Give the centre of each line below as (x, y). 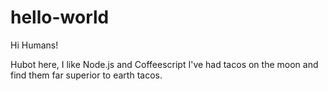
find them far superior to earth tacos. (86, 75)
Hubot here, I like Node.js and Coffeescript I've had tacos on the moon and (164, 64)
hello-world (60, 17)
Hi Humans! (34, 45)
